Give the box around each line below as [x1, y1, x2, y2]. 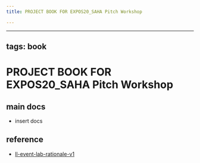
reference [6, 134, 43, 145]
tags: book [6, 42, 47, 52]
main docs [6, 102, 46, 112]
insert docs [14, 117, 43, 125]
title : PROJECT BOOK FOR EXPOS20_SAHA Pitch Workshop [6, 8, 143, 15]
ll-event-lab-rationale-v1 [14, 150, 75, 158]
